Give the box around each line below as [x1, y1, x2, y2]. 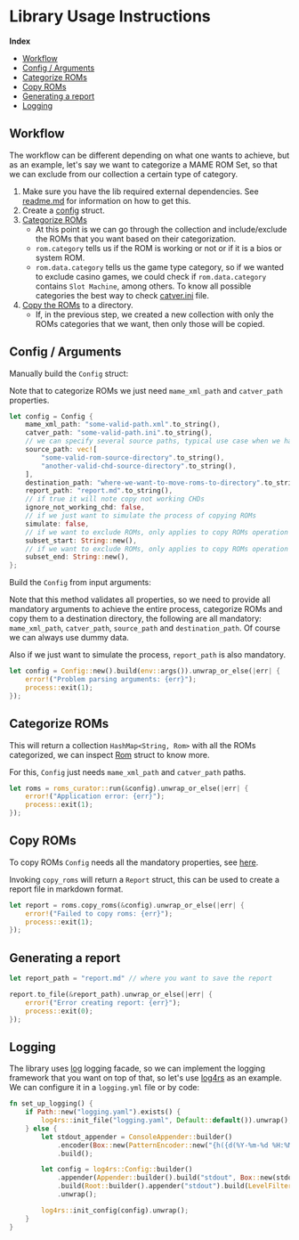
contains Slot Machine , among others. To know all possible [35, 281, 252, 291]
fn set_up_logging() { [9, 1099, 93, 1108]
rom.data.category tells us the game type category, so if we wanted [35, 261, 285, 273]
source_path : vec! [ [25, 445, 98, 454]
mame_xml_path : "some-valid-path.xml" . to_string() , [25, 420, 221, 429]
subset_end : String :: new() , [25, 552, 129, 562]
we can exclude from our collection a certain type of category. [9, 168, 238, 179]
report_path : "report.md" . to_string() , [25, 486, 174, 495]
